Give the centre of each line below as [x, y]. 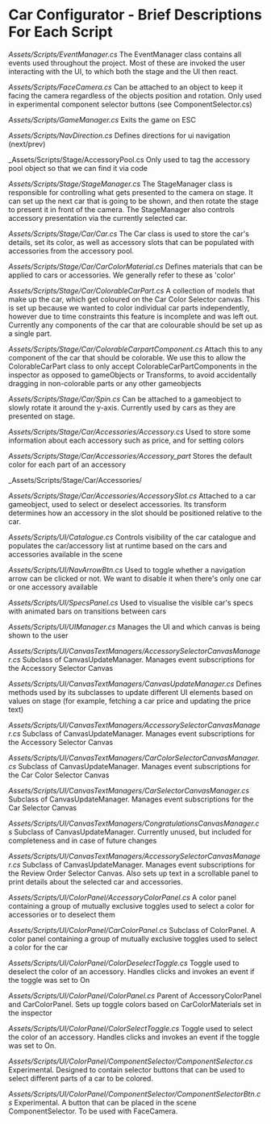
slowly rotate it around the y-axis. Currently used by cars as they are [122, 407]
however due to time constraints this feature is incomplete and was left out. [133, 316]
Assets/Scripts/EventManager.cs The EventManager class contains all [125, 54]
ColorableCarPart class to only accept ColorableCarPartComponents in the [133, 366]
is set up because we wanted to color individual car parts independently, [129, 307]
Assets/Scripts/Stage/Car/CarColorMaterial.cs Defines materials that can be [135, 266]
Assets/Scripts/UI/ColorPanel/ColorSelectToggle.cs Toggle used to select [131, 1028]
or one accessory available [53, 587]
